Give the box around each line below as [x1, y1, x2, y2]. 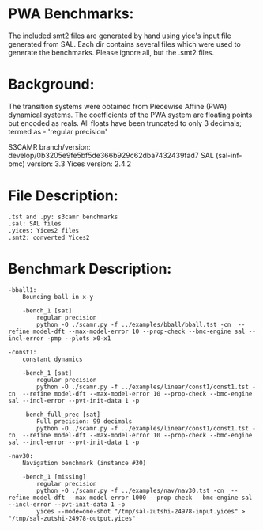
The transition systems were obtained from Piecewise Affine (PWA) [8, 101, 227, 111]
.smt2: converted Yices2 [8, 233, 90, 241]
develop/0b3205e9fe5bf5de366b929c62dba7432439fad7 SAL [8, 150, 215, 160]
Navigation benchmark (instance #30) [22, 459, 147, 467]
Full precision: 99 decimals [36, 417, 133, 426]
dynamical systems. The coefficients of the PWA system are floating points [8, 110, 253, 119]
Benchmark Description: [8, 260, 172, 278]
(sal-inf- [216, 150, 242, 160]
